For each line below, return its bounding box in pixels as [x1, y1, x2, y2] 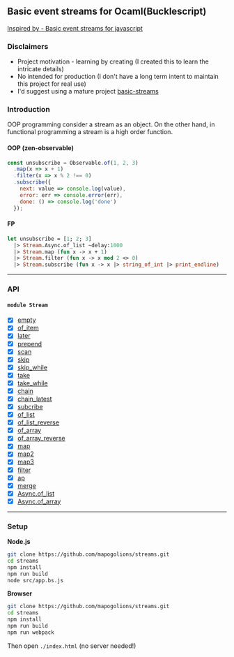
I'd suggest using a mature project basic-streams [17, 87, 159, 96]
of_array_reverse [17, 434, 65, 443]
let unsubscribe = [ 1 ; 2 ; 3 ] [7, 235, 92, 242]
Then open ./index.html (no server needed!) [7, 642, 136, 650]
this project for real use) [17, 80, 87, 88]
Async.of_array [17, 497, 61, 505]
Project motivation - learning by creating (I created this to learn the [17, 57, 209, 66]
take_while [17, 378, 48, 387]
